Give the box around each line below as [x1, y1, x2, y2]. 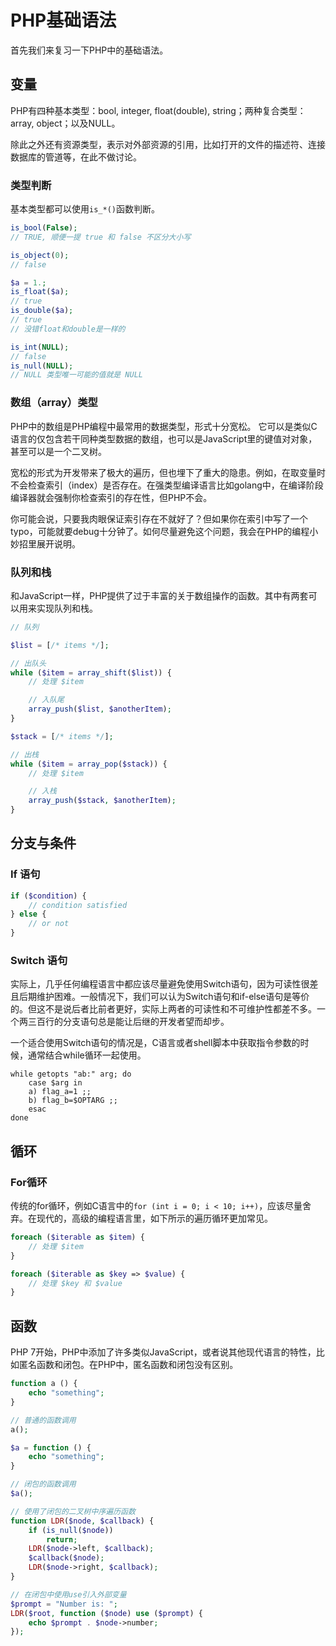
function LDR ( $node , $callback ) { [10, 1516, 155, 1526]
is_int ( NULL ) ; [10, 342, 70, 352]
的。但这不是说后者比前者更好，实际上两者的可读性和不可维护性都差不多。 [10, 1003, 317, 1015]
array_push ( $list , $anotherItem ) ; [28, 704, 172, 715]
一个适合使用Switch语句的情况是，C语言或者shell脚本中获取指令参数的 [10, 1037, 301, 1049]
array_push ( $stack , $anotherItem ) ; [28, 796, 177, 806]
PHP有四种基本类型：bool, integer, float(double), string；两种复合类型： [10, 104, 307, 116]
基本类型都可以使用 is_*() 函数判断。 [10, 203, 160, 215]
